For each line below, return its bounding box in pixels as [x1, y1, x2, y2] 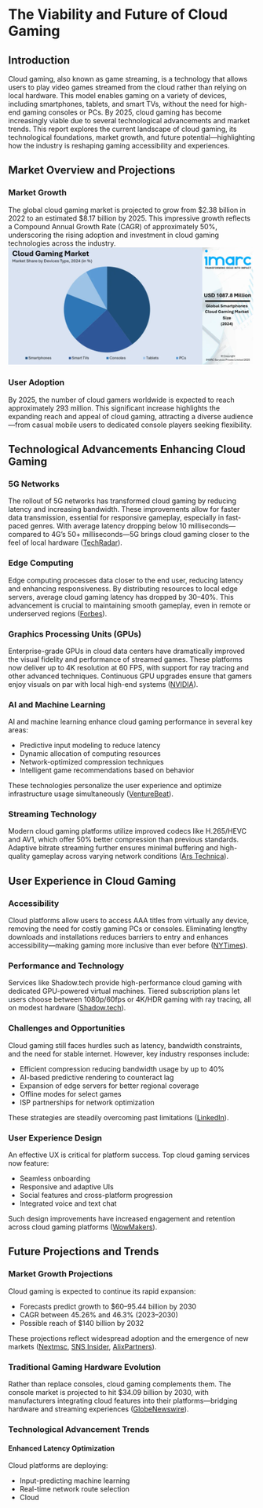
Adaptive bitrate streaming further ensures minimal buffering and [8, 843, 218, 853]
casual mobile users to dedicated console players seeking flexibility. [31, 420, 253, 429]
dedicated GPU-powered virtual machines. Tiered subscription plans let [8, 987, 240, 996]
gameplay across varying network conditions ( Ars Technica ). [31, 852, 229, 861]
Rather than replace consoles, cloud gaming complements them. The [8, 1379, 232, 1389]
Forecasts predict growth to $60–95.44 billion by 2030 [19, 1302, 197, 1311]
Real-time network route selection [19, 1484, 130, 1494]
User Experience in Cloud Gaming [8, 874, 177, 888]
